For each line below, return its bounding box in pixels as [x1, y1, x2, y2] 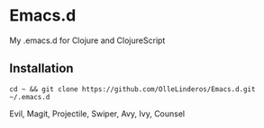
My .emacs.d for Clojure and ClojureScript [9, 35, 166, 46]
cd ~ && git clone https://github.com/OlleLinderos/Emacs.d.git [9, 84, 256, 94]
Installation [9, 61, 74, 76]
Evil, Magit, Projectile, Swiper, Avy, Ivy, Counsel [9, 108, 186, 119]
